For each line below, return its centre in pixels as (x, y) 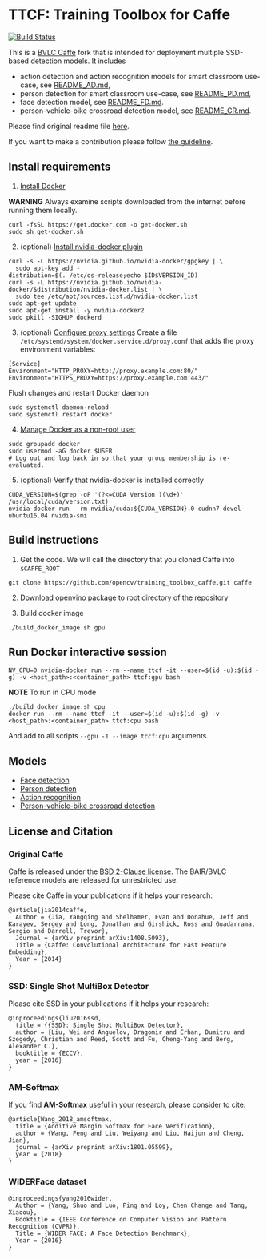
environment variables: (58, 349)
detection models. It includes (78, 61)
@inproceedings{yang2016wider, (60, 1198)
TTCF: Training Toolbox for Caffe (119, 15)
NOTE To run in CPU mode (52, 692)
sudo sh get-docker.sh (46, 231)
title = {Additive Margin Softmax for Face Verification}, (116, 1127)
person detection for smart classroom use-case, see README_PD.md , (135, 93)
